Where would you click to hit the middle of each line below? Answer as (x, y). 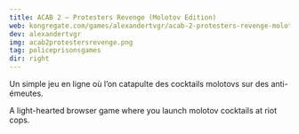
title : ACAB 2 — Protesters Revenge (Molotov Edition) (113, 17)
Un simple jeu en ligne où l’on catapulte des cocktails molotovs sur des (139, 84)
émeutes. (26, 93)
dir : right (29, 59)
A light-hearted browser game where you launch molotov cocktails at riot (143, 110)
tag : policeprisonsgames (55, 51)
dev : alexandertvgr (45, 34)
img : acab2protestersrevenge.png (71, 42)
